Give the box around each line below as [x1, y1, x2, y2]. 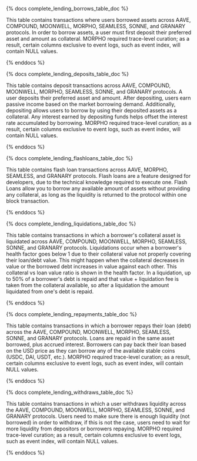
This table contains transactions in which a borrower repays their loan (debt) [6, 322, 192, 329]
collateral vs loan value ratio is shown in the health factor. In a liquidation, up [6, 269, 191, 276]
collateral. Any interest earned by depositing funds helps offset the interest [6, 113, 188, 120]
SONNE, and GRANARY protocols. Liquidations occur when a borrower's [6, 244, 182, 251]
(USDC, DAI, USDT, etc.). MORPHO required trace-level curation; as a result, [6, 353, 191, 360]
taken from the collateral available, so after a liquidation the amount [6, 282, 169, 288]
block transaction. [6, 197, 50, 204]
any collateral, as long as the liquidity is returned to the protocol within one [6, 191, 187, 198]
